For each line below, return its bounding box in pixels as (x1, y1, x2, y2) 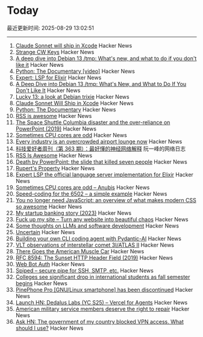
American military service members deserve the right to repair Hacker (15, 305, 190, 312)
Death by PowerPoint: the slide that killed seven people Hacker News (15, 158, 187, 165)
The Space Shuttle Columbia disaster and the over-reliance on (15, 119, 170, 126)
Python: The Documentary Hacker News (15, 106, 116, 113)
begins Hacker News (15, 279, 68, 286)
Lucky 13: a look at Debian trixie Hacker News (15, 93, 130, 100)
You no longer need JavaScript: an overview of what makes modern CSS (15, 196, 196, 203)
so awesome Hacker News (15, 203, 83, 210)
